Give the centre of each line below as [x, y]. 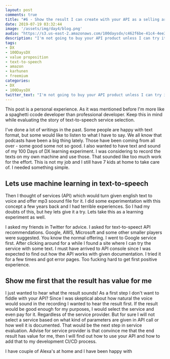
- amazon [14, 66]
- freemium [17, 76]
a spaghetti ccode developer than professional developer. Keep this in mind [84, 115]
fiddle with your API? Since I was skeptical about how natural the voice [79, 298]
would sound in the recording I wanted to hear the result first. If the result [81, 304]
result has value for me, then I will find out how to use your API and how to [83, 336]
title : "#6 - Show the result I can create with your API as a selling [82, 19]
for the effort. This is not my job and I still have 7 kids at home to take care [82, 162]
